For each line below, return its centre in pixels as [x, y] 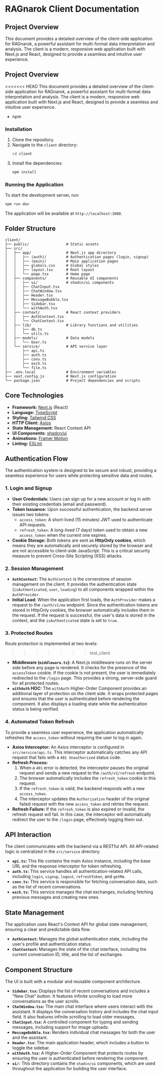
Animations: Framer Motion [40, 438]
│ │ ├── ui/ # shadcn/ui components [60, 283]
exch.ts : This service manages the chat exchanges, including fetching [82, 892]
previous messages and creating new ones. [56, 897]
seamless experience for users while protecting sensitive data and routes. [79, 475]
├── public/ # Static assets [52, 244]
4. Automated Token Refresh [40, 722]
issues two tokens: [31, 514]
